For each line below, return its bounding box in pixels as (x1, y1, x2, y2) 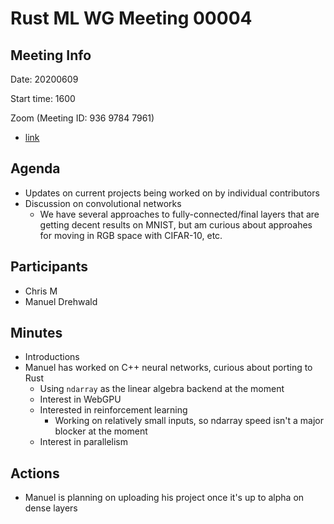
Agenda (10, 160, 61, 177)
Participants (10, 258, 88, 276)
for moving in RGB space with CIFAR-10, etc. (39, 229, 223, 241)
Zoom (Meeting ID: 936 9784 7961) (10, 112, 155, 124)
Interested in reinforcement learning (39, 404, 188, 416)
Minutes (10, 325, 63, 342)
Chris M (24, 285, 58, 297)
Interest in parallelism (39, 436, 129, 448)
